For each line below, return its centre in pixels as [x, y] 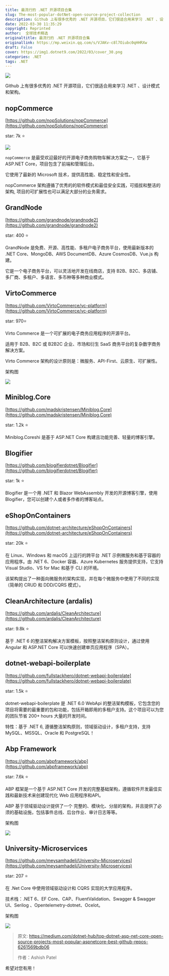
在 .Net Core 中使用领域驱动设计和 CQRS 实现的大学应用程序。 [70, 888]
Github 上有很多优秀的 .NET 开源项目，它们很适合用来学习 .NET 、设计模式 [82, 86]
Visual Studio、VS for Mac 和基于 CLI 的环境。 [53, 568]
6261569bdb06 [33, 947]
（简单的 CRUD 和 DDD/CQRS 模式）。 [45, 585]
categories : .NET [23, 57]
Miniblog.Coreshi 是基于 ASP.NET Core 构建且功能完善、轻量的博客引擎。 [81, 437]
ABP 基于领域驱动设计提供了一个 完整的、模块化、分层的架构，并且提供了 [81, 806]
